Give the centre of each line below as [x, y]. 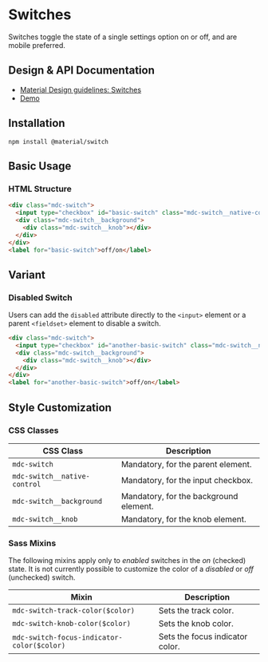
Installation [37, 123]
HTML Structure [40, 188]
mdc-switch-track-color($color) [74, 611]
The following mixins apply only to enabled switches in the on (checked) [127, 561]
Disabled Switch [41, 297]
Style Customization [60, 408]
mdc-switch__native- [51, 476]
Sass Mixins [32, 543]
